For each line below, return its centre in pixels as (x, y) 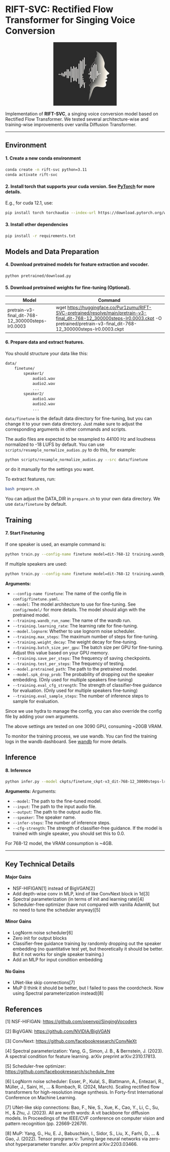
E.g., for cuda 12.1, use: (29, 203)
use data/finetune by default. (36, 504)
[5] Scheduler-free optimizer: (36, 1066)
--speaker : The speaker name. (44, 817)
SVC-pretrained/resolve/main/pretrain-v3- (101, 312)
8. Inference (18, 770)
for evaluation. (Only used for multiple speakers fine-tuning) (75, 690)
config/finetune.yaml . (36, 599)
